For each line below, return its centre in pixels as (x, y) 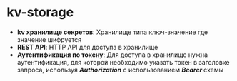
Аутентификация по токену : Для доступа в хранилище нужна (112, 55)
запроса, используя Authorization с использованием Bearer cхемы (120, 70)
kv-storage (40, 12)
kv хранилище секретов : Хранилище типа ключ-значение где (112, 32)
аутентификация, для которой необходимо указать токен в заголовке (123, 62)
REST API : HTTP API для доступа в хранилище (87, 47)
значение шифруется (49, 39)
